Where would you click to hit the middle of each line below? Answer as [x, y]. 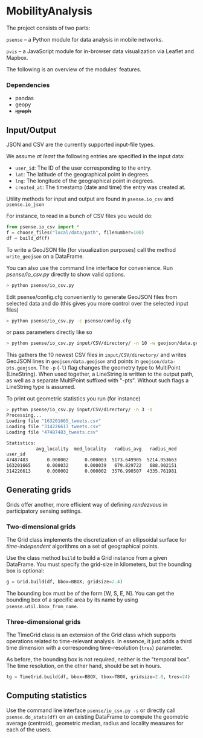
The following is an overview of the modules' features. [74, 69]
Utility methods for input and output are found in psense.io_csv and [90, 199]
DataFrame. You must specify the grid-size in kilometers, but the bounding [99, 564]
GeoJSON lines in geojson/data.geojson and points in [73, 361]
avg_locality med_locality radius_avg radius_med [106, 449]
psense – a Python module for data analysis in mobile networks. [85, 39]
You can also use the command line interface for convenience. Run [90, 268]
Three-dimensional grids [43, 621]
